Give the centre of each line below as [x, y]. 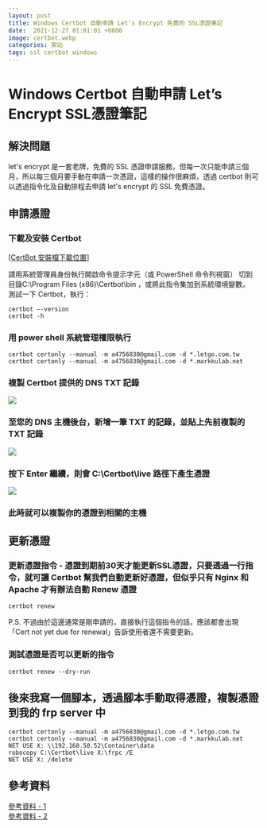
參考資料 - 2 [28, 816]
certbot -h [26, 316]
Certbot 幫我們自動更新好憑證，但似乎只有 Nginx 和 [149, 578]
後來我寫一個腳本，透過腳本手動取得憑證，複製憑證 [133, 698]
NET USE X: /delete [41, 760]
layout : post [30, 15]
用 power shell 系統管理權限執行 [70, 337]
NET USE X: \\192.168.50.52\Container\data [81, 745]
